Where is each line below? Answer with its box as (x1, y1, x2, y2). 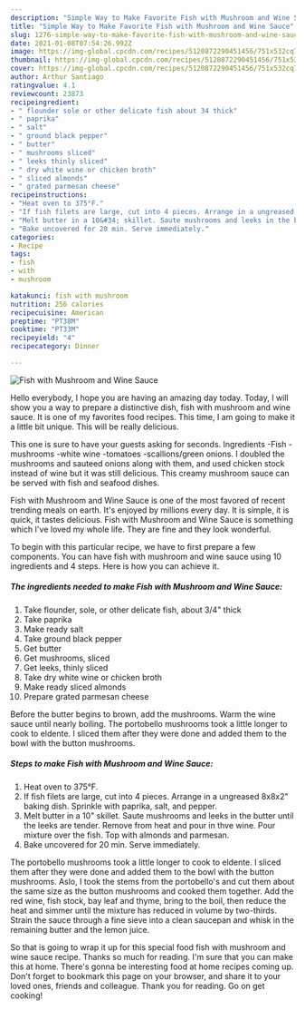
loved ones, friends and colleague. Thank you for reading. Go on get (10, 980, 265, 991)
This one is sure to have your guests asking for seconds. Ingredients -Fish (10, 438, 287, 449)
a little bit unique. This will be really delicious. (10, 421, 179, 432)
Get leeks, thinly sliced (23, 662, 109, 672)
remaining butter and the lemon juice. (10, 924, 150, 935)
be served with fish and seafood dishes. (10, 477, 160, 488)
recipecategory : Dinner (10, 342, 100, 351)
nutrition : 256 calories (10, 299, 104, 309)
